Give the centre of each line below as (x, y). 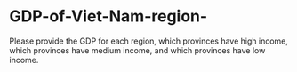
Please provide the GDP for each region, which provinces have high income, (149, 41)
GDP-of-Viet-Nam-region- (108, 16)
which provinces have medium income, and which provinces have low (137, 50)
